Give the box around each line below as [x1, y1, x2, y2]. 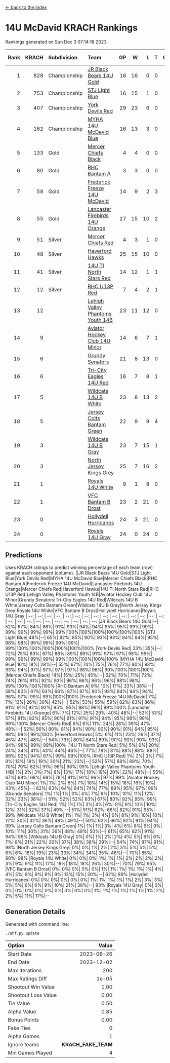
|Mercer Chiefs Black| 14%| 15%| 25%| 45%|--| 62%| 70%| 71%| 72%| [5, 672, 153, 678]
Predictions [5, 551, 42, 559]
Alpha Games [8, 1033, 40, 1040]
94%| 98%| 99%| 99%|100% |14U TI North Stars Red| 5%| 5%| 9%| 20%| [5, 742, 160, 748]
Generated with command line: [5, 921, 69, 927]
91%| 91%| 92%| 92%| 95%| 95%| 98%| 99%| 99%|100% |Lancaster [5, 704, 150, 710]
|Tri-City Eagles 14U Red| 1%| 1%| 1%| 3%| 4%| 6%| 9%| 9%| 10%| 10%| [5, 801, 157, 807]
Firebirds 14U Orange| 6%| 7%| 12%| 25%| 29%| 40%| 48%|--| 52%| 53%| [5, 709, 163, 716]
